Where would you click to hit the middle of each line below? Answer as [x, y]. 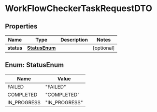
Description [74, 40]
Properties [21, 26]
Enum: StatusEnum [35, 65]
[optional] [104, 48]
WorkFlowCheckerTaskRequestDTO [78, 8]
